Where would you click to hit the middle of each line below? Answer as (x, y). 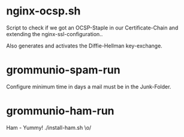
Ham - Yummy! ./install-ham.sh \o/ (49, 127)
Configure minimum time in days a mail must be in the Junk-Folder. (89, 87)
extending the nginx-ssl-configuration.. (55, 34)
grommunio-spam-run (64, 70)
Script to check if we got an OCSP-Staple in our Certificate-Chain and (92, 28)
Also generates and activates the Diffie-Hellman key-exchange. (85, 46)
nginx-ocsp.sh (43, 11)
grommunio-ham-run (61, 111)
